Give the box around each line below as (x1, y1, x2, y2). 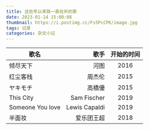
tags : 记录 (6, 25, 31, 31)
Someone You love (9, 104, 61, 112)
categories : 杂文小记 (6, 31, 56, 36)
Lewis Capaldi (66, 104, 105, 112)
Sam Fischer (70, 94, 105, 102)
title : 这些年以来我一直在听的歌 (6, 8, 77, 15)
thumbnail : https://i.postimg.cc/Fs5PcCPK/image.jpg (6, 19, 138, 25)
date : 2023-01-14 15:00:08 (6, 14, 72, 20)
